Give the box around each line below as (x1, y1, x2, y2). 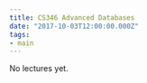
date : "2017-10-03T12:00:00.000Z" (9, 22, 140, 31)
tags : (9, 30, 30, 39)
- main (9, 38, 34, 48)
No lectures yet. (9, 63, 69, 74)
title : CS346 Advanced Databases (9, 13, 135, 23)
